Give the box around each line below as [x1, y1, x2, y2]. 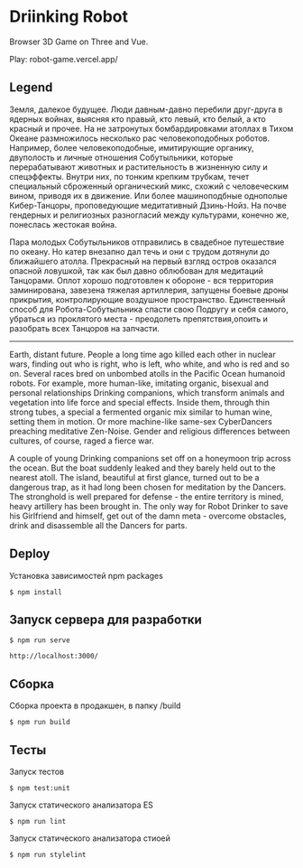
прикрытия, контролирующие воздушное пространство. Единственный [9, 294, 286, 304]
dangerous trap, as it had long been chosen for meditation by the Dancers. [9, 481, 287, 492]
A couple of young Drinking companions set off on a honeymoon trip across [9, 453, 291, 463]
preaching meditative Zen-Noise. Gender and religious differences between [9, 425, 290, 436]
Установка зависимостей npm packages [9, 570, 164, 581]
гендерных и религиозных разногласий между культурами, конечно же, [9, 210, 289, 220]
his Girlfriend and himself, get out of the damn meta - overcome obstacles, [9, 510, 287, 521]
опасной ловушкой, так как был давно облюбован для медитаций [9, 265, 264, 276]
